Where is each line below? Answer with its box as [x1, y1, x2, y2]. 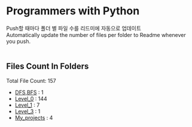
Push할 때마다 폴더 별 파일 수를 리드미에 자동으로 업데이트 [6, 24, 142, 32]
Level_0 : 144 [14, 95, 48, 102]
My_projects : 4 [14, 114, 53, 121]
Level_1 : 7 [14, 101, 40, 109]
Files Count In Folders [6, 61, 89, 72]
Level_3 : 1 [14, 107, 41, 114]
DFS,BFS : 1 [14, 88, 44, 96]
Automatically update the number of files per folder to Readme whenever [6, 31, 187, 38]
